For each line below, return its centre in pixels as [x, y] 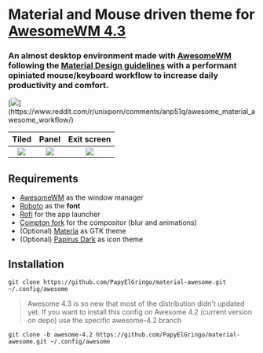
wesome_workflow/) [41, 120]
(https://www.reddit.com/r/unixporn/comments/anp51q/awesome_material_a [132, 112]
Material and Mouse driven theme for [131, 15]
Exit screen [89, 139]
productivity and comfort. [58, 86]
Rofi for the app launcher [60, 215]
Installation [36, 264]
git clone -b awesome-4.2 [50, 335]
